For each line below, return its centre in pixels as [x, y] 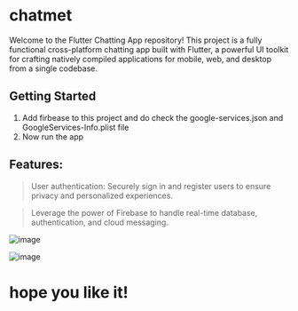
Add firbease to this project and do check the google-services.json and [153, 117]
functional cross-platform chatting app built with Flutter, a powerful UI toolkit [149, 49]
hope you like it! [69, 292]
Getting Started [53, 96]
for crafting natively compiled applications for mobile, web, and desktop [141, 59]
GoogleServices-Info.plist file [75, 127]
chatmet [41, 16]
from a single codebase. [54, 68]
